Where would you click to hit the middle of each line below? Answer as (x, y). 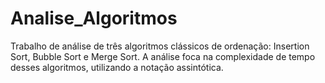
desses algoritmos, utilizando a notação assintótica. (117, 67)
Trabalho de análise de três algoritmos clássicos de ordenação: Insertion (160, 46)
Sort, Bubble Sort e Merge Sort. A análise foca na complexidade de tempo (163, 56)
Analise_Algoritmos (94, 18)
